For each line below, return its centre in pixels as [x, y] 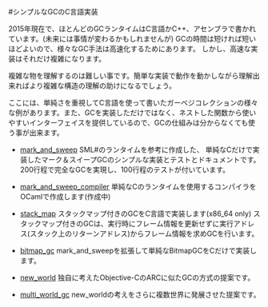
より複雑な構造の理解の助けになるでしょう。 [102, 86]
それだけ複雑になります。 [64, 59]
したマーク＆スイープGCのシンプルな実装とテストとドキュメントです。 [144, 159]
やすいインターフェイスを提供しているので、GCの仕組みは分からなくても [128, 123]
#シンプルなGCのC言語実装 [53, 12]
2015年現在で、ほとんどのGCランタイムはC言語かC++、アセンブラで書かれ [132, 29]
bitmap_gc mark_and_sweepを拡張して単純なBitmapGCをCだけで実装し [138, 251]
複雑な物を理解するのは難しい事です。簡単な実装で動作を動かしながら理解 [131, 76]
